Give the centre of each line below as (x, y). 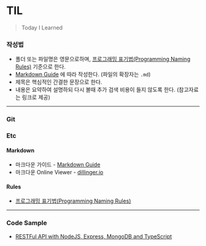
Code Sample (27, 223)
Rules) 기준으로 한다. (40, 67)
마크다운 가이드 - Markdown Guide (58, 165)
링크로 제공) (36, 97)
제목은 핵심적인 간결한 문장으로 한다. (59, 82)
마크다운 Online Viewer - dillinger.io (59, 173)
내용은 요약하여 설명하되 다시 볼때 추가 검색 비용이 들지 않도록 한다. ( (97, 90)
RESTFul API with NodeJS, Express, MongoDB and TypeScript (93, 236)
